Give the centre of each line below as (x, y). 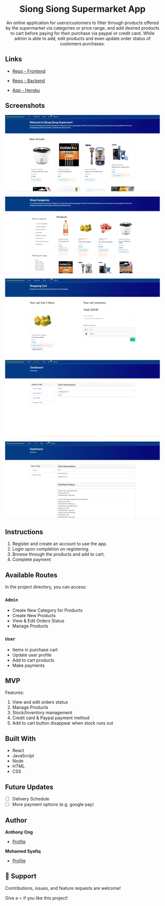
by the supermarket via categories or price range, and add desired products (82, 28)
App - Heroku (26, 90)
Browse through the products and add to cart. (58, 554)
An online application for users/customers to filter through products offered (82, 23)
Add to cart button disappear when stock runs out (63, 723)
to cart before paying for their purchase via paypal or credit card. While (82, 33)
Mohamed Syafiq (23, 851)
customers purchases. (82, 43)
